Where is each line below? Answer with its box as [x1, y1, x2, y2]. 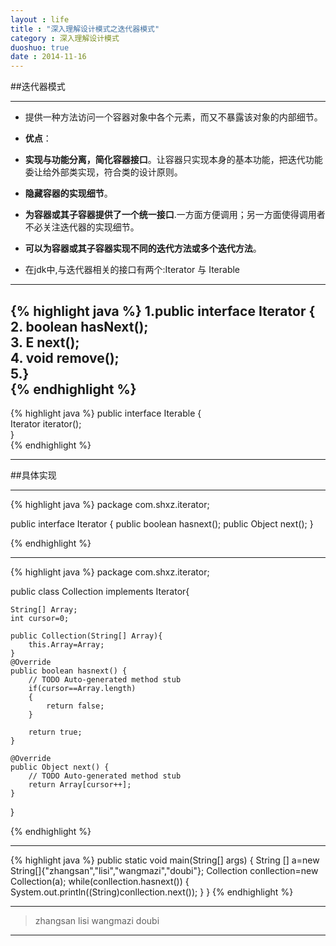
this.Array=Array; [28, 639, 105, 650]
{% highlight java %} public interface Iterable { [10, 407, 202, 419]
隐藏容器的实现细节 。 [24, 187, 113, 200]
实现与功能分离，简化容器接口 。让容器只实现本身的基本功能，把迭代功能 [24, 154, 323, 166]
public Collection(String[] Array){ [10, 631, 163, 641]
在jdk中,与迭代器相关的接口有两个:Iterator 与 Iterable [24, 264, 241, 276]
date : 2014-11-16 [10, 52, 87, 62]
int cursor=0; [10, 613, 70, 623]
